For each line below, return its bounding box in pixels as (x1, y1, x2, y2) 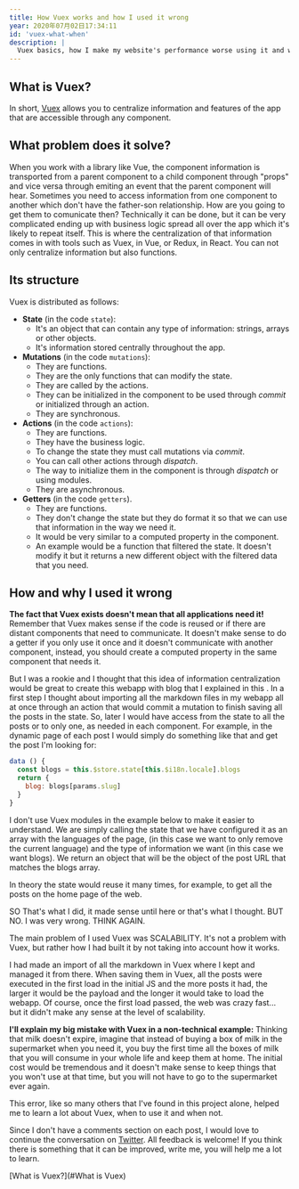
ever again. (9, 1080, 51, 1091)
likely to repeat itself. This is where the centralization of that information (9, 228, 272, 239)
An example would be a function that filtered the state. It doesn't (35, 541, 271, 551)
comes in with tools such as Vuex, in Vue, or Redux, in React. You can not (9, 237, 279, 248)
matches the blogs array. (9, 861, 101, 873)
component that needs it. (9, 656, 101, 667)
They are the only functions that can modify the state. (35, 371, 233, 381)
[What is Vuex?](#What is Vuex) (9, 1170, 126, 1181)
